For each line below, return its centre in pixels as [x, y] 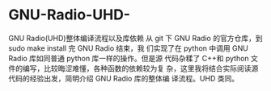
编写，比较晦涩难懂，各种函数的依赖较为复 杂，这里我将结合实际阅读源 [140, 68]
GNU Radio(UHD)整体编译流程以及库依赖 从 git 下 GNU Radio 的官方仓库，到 [135, 38]
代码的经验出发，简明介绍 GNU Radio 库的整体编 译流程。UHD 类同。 [124, 78]
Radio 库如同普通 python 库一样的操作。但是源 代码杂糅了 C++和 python [129, 58]
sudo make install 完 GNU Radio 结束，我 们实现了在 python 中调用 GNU [128, 48]
